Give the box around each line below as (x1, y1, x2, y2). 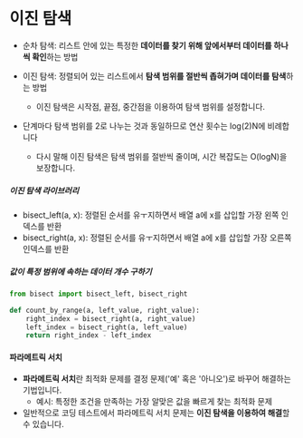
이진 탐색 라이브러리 (9, 185, 80, 196)
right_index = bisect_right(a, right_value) (25, 314, 196, 323)
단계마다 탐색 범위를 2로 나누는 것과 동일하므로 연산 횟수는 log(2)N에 (22, 120, 266, 131)
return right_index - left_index (25, 331, 152, 340)
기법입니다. (22, 384, 62, 395)
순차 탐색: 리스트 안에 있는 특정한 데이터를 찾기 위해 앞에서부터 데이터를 (22, 40, 273, 51)
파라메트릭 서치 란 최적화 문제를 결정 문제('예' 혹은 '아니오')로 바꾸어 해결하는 (22, 374, 291, 384)
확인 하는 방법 (31, 51, 79, 62)
